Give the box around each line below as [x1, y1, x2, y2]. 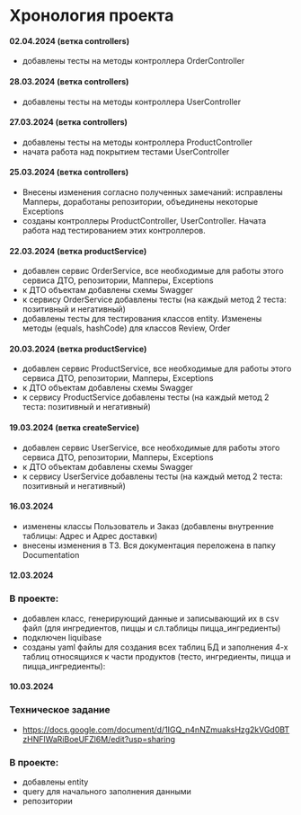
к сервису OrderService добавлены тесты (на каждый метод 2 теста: [22, 294, 287, 306]
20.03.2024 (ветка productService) [9, 343, 147, 354]
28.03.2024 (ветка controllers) [9, 75, 129, 86]
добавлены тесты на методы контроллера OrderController [22, 56, 245, 66]
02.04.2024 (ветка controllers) [9, 35, 130, 46]
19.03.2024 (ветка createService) [9, 422, 140, 432]
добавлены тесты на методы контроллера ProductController [22, 137, 253, 147]
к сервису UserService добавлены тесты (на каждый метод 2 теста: [22, 471, 283, 482]
